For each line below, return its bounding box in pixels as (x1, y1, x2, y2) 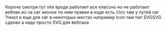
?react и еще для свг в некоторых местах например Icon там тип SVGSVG (5, 15, 162, 20)
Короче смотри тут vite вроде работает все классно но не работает (5, 4, 150, 10)
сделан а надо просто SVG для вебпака (5, 19, 89, 25)
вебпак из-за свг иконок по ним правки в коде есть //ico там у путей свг (5, 9, 160, 15)
